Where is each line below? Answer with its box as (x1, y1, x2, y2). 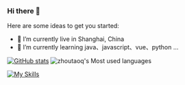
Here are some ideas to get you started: (7, 22, 120, 30)
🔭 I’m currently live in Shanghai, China (16, 35, 125, 43)
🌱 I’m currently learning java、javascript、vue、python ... (16, 43, 179, 51)
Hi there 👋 (7, 6, 41, 16)
